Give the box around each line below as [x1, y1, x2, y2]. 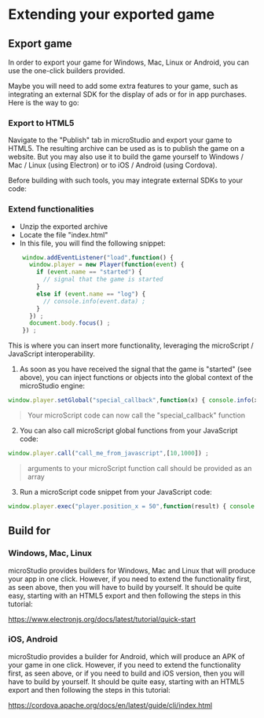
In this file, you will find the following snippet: [19, 238, 167, 248]
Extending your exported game [8, 6, 214, 24]
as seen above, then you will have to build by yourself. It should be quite [8, 582, 242, 591]
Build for [8, 525, 51, 538]
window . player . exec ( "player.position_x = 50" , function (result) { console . [8, 502, 258, 510]
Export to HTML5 [8, 117, 75, 128]
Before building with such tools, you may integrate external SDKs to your [8, 175, 244, 186]
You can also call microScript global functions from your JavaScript [19, 426, 238, 436]
